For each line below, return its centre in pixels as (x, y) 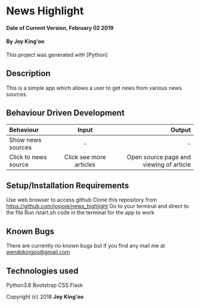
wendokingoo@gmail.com (38, 252)
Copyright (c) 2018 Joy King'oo (45, 297)
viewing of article (167, 164)
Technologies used (42, 271)
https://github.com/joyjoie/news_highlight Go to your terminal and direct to (98, 206)
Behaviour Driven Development (65, 113)
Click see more (85, 157)
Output (181, 129)
